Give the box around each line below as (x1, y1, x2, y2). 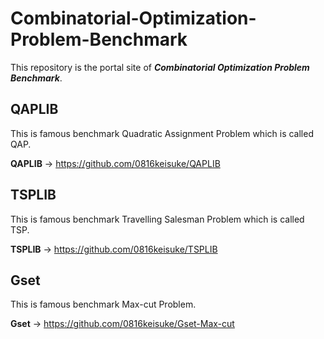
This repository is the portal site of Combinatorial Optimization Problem (10, 61, 310, 73)
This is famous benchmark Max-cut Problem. (10, 298, 197, 311)
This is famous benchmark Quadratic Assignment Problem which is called (10, 127, 314, 139)
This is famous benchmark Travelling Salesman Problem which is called (10, 213, 305, 225)
